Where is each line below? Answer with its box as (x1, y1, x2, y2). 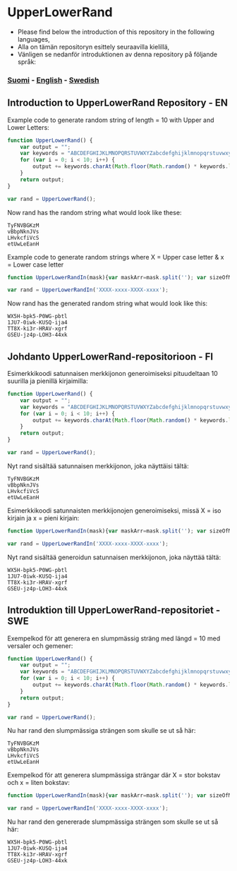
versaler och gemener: (7, 641, 73, 650)
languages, (17, 35, 51, 43)
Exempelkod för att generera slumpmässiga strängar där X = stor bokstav (7, 771, 221, 779)
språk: (17, 57, 37, 66)
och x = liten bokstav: (7, 779, 71, 787)
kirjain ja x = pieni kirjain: (7, 513, 80, 522)
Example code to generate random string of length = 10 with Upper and (7, 116, 214, 124)
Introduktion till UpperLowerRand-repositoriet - (7, 604, 221, 616)
